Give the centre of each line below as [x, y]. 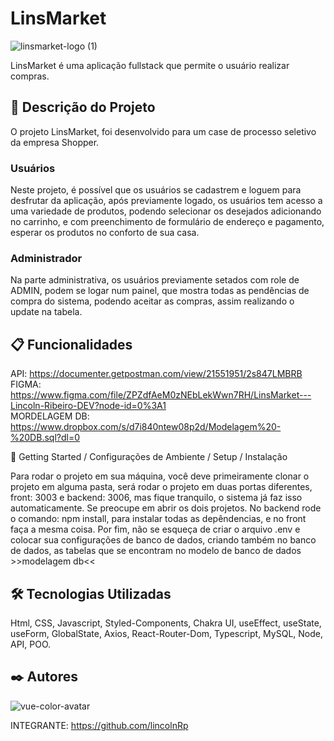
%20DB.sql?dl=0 [45, 438]
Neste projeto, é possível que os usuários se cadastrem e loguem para [156, 190]
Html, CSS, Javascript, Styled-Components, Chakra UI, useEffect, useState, [166, 623]
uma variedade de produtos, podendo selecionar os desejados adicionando [166, 211]
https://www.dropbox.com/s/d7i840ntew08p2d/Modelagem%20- [146, 427]
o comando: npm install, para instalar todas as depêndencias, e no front [158, 519]
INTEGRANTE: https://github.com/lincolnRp [99, 725]
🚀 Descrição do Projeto [83, 107]
